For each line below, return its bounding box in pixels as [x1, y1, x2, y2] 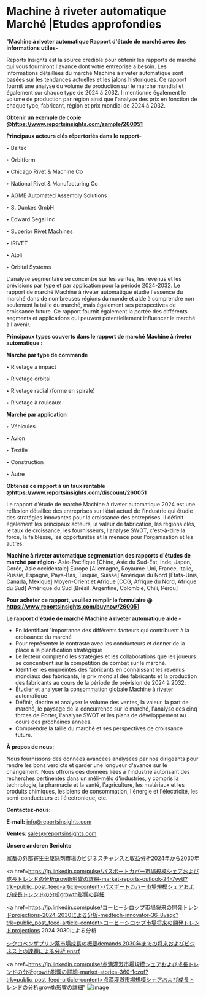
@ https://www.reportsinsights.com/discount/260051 [6, 489, 147, 496]
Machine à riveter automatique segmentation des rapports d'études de [6, 551, 191, 559]
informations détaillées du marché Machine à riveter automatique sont [6, 69, 184, 76]
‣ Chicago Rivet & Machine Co [6, 168, 83, 175]
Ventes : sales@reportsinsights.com [6, 830, 97, 837]
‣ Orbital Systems [6, 263, 51, 270]
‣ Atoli [6, 251, 23, 259]
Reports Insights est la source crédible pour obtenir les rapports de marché [6, 56, 196, 63]
